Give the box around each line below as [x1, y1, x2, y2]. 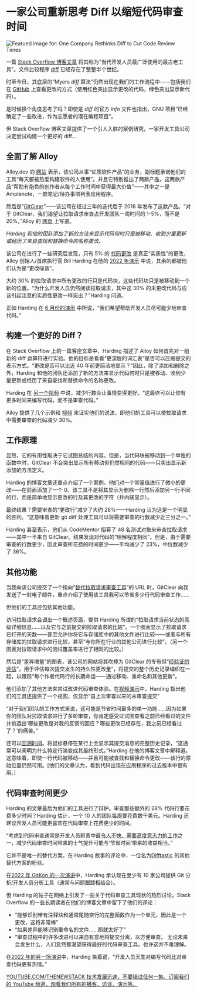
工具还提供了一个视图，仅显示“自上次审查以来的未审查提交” [16, 692, 160, 700]
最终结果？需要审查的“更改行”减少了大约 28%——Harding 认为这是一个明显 [6, 507, 188, 514]
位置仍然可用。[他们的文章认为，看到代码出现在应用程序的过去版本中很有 [11, 762, 188, 769]
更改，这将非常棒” [14, 919, 59, 925]
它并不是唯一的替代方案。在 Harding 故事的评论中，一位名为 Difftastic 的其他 [6, 852, 190, 859]
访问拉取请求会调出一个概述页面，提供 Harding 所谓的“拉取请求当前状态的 [6, 616, 185, 624]
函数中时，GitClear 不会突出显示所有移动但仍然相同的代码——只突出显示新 [6, 459, 186, 466]
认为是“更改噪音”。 [11, 264, 57, 271]
